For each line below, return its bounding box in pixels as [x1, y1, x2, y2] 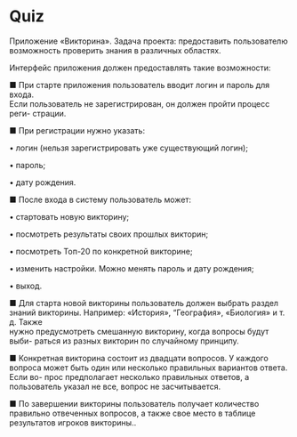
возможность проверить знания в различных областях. [9, 45, 221, 55]
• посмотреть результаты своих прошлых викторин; [9, 229, 209, 239]
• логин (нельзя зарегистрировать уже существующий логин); [9, 142, 249, 153]
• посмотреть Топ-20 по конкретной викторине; [9, 246, 193, 256]
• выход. [9, 280, 43, 291]
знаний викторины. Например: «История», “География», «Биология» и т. [9, 307, 285, 318]
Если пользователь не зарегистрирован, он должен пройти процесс [9, 98, 270, 109]
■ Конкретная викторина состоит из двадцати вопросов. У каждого [9, 352, 269, 363]
